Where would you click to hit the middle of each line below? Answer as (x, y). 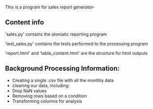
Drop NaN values (29, 90)
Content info (24, 22)
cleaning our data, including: (41, 86)
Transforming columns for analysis (47, 101)
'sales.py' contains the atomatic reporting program (56, 34)
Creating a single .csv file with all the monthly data (63, 80)
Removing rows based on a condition (49, 96)
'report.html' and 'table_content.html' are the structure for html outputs (76, 53)
